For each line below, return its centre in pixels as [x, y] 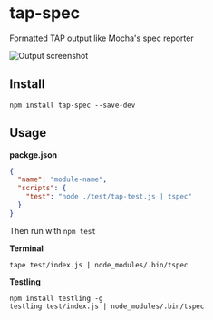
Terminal [26, 248]
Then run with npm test [53, 230]
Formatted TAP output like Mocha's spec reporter [102, 38]
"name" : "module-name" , [62, 179]
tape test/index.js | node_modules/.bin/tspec [99, 265]
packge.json [33, 155]
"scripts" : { [42, 189]
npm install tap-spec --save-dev [73, 105]
